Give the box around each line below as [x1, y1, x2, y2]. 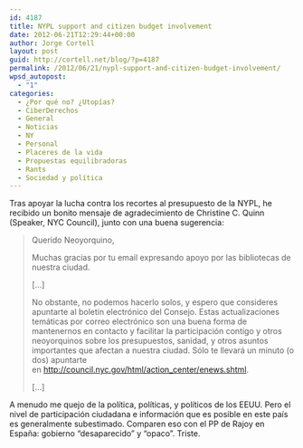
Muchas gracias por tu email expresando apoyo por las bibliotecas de [31, 253, 291, 263]
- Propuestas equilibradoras [17, 156, 128, 166]
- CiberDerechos [17, 106, 79, 115]
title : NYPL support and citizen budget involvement [9, 22, 213, 31]
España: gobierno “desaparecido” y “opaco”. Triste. [9, 428, 201, 439]
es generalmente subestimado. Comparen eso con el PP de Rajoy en [9, 418, 265, 430]
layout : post [9, 47, 59, 56]
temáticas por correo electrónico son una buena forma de [31, 316, 248, 327]
